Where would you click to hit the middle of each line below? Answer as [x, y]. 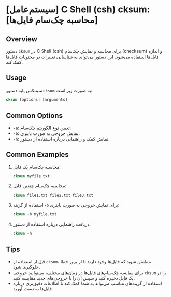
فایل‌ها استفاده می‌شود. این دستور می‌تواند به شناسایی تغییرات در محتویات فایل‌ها [82, 57]
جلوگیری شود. [26, 267]
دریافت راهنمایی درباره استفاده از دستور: [52, 224]
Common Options [34, 116]
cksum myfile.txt [32, 176]
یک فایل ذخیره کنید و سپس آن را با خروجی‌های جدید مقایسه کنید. [74, 278]
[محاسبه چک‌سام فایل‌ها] [52, 20]
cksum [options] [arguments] [37, 100]
